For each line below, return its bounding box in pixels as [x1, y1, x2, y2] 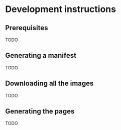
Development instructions [5, 4, 116, 15]
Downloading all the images [5, 79, 94, 88]
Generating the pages [5, 107, 75, 116]
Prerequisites [5, 24, 48, 32]
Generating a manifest [5, 51, 77, 60]
